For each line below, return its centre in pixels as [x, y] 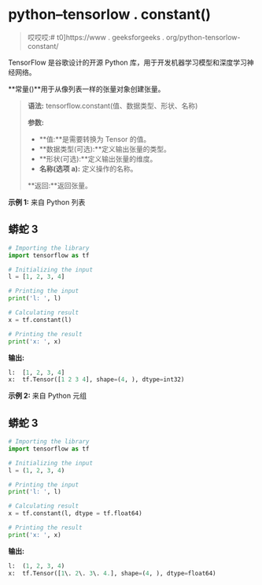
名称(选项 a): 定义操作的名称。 [88, 168]
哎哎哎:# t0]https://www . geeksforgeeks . [96, 37]
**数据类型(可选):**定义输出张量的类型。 [105, 149]
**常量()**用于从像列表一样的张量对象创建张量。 [87, 89]
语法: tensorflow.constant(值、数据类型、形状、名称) [113, 106]
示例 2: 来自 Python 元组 [48, 396]
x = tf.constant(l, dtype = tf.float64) [76, 513]
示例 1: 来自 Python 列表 [47, 202]
